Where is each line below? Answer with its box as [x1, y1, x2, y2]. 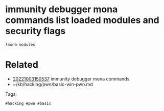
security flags [5, 25, 66, 37]
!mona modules [5, 42, 36, 47]
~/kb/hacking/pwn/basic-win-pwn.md [12, 81, 93, 87]
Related [5, 59, 38, 71]
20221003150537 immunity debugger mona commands [12, 75, 130, 82]
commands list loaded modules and [5, 14, 159, 26]
